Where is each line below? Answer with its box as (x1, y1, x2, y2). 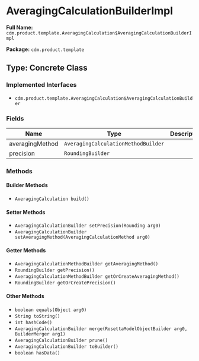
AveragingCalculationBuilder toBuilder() (14, 343, 118, 350)
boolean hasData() (14, 350, 60, 356)
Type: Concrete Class (6, 63, 88, 73)
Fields (6, 114, 24, 122)
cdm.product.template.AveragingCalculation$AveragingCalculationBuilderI (6, 30, 192, 36)
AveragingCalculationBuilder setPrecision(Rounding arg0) (14, 223, 161, 229)
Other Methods (6, 293, 44, 300)
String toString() (14, 313, 60, 319)
